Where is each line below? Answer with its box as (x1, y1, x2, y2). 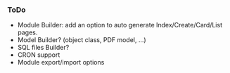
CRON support (17, 51, 60, 59)
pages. (17, 28, 38, 36)
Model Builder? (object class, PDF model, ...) (17, 36, 146, 44)
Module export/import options (17, 58, 105, 67)
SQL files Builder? (17, 44, 70, 52)
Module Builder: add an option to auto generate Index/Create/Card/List (17, 21, 223, 29)
